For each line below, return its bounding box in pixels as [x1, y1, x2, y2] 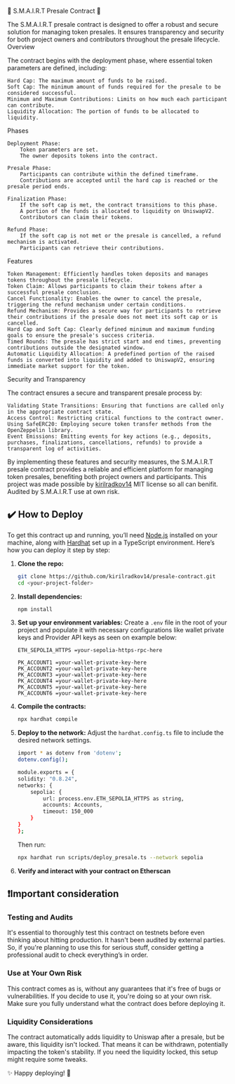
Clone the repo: [17, 559, 65, 568]
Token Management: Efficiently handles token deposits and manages [7, 270, 209, 277]
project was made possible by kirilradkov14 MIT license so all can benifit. [7, 480, 219, 488]
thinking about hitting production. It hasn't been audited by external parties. [7, 936, 226, 944]
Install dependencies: [17, 592, 83, 601]
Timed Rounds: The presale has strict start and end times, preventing [7, 338, 221, 345]
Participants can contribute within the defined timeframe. [20, 171, 199, 178]
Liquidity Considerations [7, 1017, 93, 1026]
